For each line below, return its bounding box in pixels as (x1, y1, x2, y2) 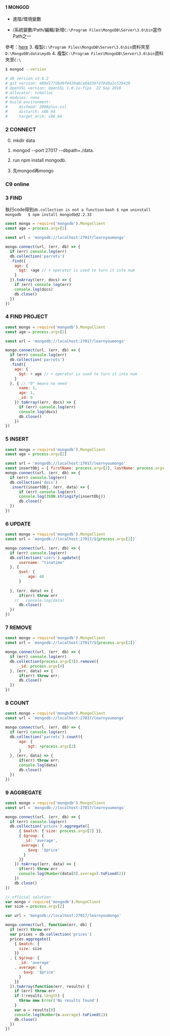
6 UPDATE (5, 520, 31, 527)
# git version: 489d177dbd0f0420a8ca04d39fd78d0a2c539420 (5, 80, 130, 86)
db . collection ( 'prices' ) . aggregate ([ (10, 824, 90, 829)
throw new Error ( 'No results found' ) (18, 998, 99, 1003)
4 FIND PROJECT (5, 313, 48, 320)
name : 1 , (18, 386, 38, 391)
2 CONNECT (5, 126, 37, 133)
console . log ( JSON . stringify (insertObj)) (18, 494, 106, 499)
